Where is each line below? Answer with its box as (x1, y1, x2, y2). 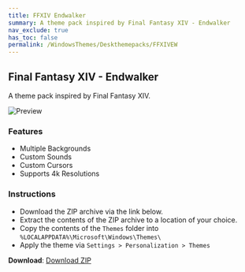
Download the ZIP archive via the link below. (19, 207, 164, 216)
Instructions (8, 188, 57, 199)
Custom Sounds (19, 152, 72, 162)
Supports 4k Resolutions (19, 169, 100, 178)
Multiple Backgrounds (19, 143, 91, 154)
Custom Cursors (19, 161, 73, 170)
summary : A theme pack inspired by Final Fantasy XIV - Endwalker (8, 19, 231, 27)
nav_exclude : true (8, 26, 69, 34)
